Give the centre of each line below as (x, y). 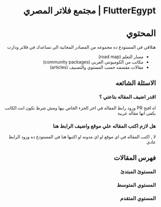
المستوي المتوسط (136, 185)
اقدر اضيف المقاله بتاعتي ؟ (127, 97)
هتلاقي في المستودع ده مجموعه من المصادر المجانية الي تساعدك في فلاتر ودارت (81, 47)
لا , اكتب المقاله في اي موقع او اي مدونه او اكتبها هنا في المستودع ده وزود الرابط (82, 137)
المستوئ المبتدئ (138, 172)
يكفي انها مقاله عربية (137, 113)
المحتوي (141, 34)
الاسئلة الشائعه (136, 83)
